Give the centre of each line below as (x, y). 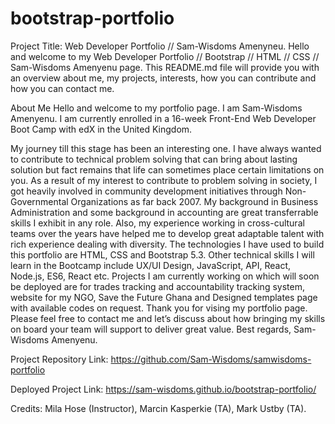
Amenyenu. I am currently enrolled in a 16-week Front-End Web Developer (163, 118)
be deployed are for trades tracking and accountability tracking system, (157, 286)
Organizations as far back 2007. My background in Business (194, 201)
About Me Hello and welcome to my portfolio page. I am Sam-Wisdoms (156, 108)
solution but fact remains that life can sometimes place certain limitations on (167, 169)
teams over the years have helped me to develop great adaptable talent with (167, 233)
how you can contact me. (62, 88)
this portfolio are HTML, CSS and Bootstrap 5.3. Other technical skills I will (162, 254)
